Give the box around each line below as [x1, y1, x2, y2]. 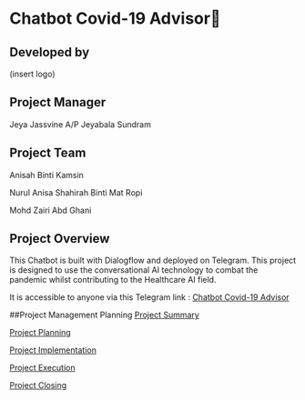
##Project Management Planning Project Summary [9, 309, 200, 321]
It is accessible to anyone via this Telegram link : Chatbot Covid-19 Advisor [9, 292, 290, 303]
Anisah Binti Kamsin [9, 169, 85, 180]
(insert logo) [9, 68, 56, 79]
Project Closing [9, 380, 67, 391]
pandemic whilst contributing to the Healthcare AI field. [9, 275, 217, 285]
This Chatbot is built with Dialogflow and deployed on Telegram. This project [9, 255, 297, 266]
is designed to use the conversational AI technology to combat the [9, 265, 259, 275]
